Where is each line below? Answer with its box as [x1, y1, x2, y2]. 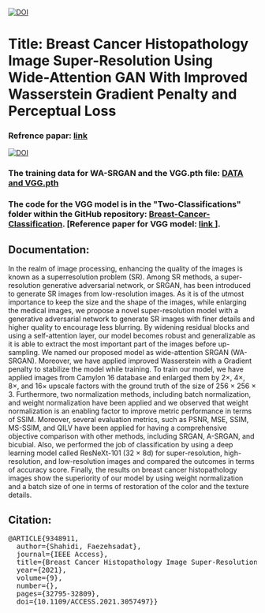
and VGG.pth [8, 178, 59, 189]
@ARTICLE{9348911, [8, 533, 80, 543]
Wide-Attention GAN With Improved [8, 69, 248, 87]
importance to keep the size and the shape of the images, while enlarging [8, 297, 247, 307]
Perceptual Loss [8, 103, 117, 120]
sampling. [8, 348, 40, 357]
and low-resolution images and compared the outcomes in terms [44, 457, 255, 466]
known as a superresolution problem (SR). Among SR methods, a [8, 272, 219, 282]
